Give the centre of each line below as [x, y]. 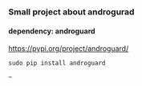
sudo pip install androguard [57, 63]
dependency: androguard [52, 31]
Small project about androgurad [71, 12]
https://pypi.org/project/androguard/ [69, 49]
